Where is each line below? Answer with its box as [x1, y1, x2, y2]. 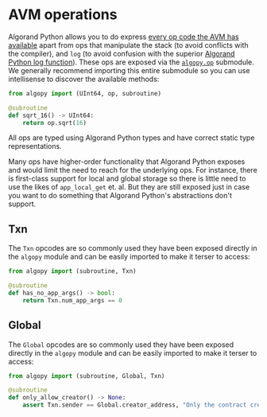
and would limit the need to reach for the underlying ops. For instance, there [8, 166, 258, 175]
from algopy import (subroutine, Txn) [8, 267, 137, 275]
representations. [8, 142, 62, 151]
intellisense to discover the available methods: [8, 74, 160, 84]
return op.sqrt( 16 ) [22, 119, 87, 127]
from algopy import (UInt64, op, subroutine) [8, 89, 161, 97]
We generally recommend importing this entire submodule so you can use [8, 65, 250, 75]
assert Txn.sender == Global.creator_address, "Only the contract [22, 401, 247, 409]
